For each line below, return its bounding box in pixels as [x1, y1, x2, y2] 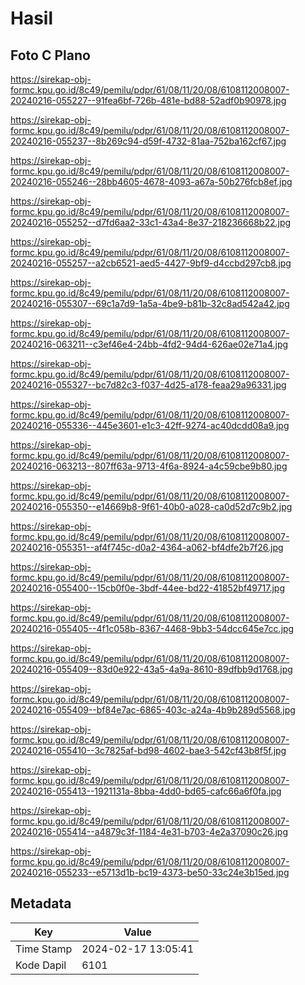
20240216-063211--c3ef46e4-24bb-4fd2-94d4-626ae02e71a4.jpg [10, 338, 289, 350]
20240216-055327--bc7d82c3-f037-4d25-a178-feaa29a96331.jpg [10, 379, 287, 391]
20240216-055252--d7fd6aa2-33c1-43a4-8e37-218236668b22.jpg [10, 217, 292, 228]
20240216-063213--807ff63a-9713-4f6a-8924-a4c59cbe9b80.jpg [10, 460, 288, 472]
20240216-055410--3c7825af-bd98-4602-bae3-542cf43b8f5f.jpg [10, 745, 287, 756]
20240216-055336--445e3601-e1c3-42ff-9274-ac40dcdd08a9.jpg [10, 420, 290, 431]
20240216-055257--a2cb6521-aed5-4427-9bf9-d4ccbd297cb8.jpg [10, 257, 292, 269]
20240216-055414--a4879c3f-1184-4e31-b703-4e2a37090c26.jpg [10, 826, 289, 837]
